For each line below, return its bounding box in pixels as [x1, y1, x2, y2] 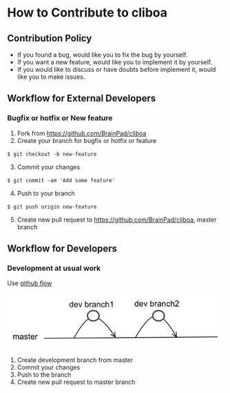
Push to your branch [17, 189, 76, 198]
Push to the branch [17, 370, 72, 378]
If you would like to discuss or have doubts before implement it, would [17, 66, 216, 73]
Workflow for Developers [7, 243, 118, 255]
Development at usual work [7, 264, 101, 273]
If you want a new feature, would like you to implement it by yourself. [17, 58, 213, 66]
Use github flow [7, 279, 52, 287]
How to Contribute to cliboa [7, 5, 167, 21]
